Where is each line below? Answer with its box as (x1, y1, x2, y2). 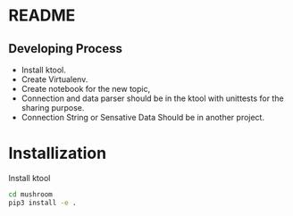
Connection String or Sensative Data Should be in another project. (21, 112, 265, 122)
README (8, 5, 76, 26)
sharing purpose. (21, 103, 85, 112)
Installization (8, 144, 107, 163)
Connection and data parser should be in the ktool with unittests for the (21, 93, 284, 104)
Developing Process (8, 41, 122, 56)
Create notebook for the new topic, (21, 84, 151, 94)
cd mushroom (8, 189, 53, 199)
